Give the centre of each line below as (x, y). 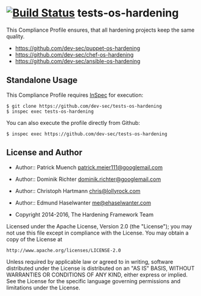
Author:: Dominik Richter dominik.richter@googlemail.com (88, 179)
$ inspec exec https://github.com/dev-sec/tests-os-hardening (87, 134)
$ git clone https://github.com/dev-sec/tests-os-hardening (84, 106)
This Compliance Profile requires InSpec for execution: (75, 95)
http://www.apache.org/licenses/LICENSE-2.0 (64, 250)
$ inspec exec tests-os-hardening (50, 111)
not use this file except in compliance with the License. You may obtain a (97, 233)
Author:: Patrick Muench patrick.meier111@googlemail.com (89, 167)
